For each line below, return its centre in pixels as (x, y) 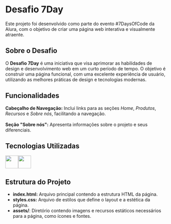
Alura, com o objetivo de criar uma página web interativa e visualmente (80, 29)
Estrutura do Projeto (38, 182)
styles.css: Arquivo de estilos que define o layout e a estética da (81, 200)
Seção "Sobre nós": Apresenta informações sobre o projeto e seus (77, 124)
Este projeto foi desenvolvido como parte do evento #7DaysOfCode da (80, 24)
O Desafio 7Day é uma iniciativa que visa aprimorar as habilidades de (79, 63)
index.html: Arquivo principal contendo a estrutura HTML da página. (85, 194)
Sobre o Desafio (31, 51)
